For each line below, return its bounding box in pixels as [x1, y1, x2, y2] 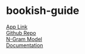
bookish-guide [6, 4, 80, 17]
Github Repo [6, 29, 36, 36]
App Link [6, 23, 28, 30]
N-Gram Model [6, 35, 42, 42]
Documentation [6, 42, 43, 49]
